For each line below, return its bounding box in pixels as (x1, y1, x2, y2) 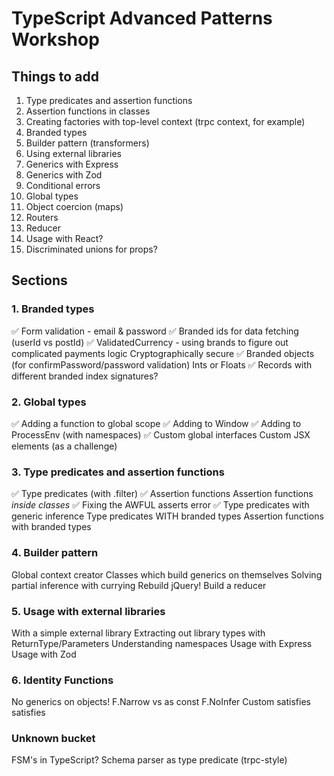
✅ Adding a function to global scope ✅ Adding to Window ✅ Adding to (11, 417, 302, 429)
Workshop (11, 28, 100, 51)
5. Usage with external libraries (11, 604, 166, 618)
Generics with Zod (25, 169, 103, 181)
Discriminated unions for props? (25, 243, 158, 255)
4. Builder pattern (11, 546, 99, 560)
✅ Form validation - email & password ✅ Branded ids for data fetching (11, 325, 299, 337)
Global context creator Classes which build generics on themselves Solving (11, 568, 323, 581)
